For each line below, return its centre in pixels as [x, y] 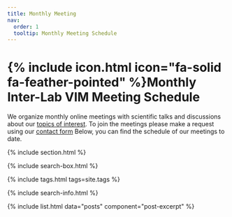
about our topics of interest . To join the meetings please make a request [111, 124]
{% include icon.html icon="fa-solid [114, 68]
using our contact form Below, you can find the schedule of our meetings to [116, 132]
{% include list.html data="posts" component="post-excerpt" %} [101, 207]
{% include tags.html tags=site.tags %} [64, 179]
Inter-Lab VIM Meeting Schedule [104, 97]
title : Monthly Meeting [42, 14]
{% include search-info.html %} [53, 193]
